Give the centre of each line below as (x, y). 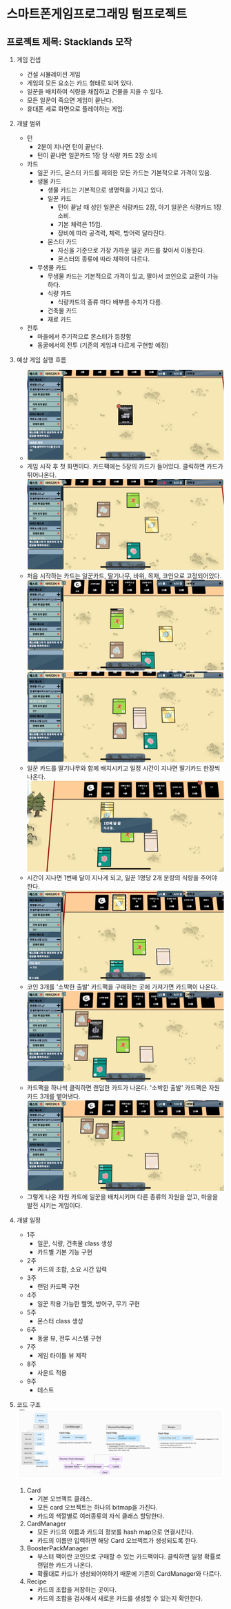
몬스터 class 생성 (60, 1321)
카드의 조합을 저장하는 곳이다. (77, 1590)
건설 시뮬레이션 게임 (53, 74)
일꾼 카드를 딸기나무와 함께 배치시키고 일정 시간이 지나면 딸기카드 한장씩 (123, 768)
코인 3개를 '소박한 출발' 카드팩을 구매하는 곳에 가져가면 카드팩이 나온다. (122, 987)
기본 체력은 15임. (80, 224)
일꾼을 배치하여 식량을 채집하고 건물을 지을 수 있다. (95, 91)
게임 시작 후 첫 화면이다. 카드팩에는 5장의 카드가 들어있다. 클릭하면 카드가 (125, 466)
